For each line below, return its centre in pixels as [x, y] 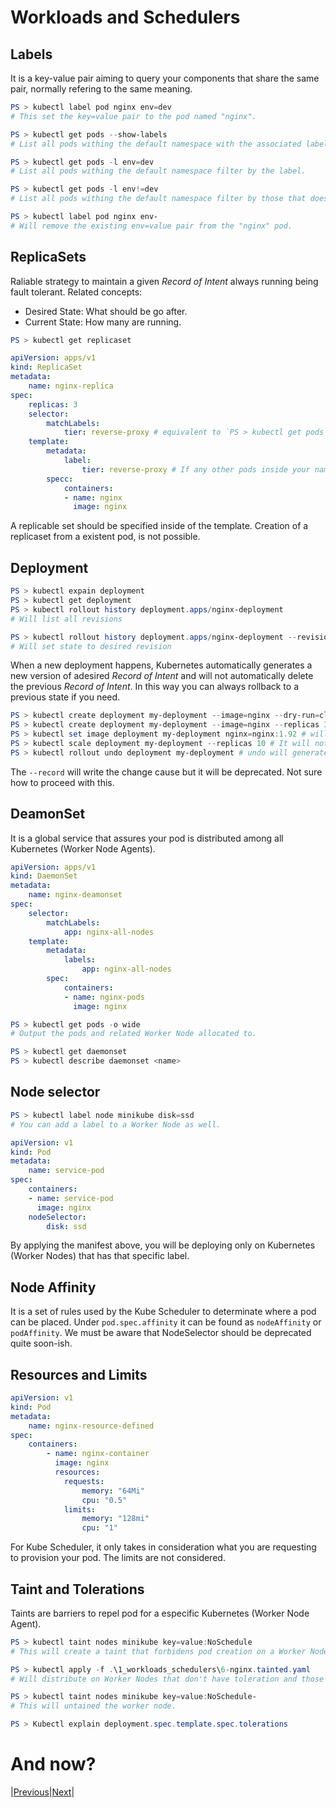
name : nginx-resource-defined [91, 1426]
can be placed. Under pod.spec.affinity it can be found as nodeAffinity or [166, 1322]
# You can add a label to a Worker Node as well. [116, 1124]
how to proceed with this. [62, 782]
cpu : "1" [99, 1528]
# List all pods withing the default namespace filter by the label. [158, 171]
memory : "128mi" [115, 1519]
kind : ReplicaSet [46, 367]
